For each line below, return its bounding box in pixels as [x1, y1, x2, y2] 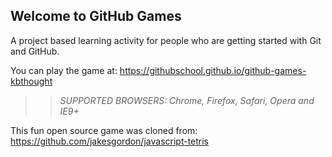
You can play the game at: [10, 64, 118, 76]
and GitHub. [10, 45, 60, 57]
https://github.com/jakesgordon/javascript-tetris [10, 135, 210, 147]
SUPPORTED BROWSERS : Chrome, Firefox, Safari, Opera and [59, 94, 315, 106]
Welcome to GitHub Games [10, 8, 182, 25]
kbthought [10, 75, 53, 87]
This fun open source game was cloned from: [10, 124, 198, 136]
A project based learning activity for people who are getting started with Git [10, 34, 322, 46]
